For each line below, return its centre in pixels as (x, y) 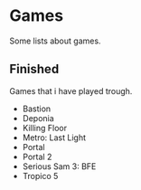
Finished (34, 69)
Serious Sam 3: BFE (59, 166)
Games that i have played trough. (71, 90)
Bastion (37, 109)
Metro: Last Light (54, 138)
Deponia (38, 118)
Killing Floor (45, 128)
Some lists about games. (55, 41)
